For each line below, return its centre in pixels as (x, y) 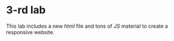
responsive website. (30, 32)
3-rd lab (26, 10)
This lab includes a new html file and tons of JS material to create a (87, 26)
